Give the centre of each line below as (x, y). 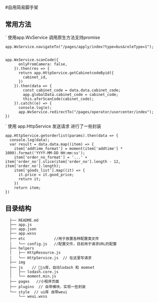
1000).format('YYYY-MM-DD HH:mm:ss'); (45, 153)
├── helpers (22, 248)
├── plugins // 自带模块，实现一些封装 (48, 287)
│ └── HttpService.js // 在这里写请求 (51, 258)
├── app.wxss (23, 233)
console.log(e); (35, 108)
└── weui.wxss (33, 296)
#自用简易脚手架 (22, 7)
